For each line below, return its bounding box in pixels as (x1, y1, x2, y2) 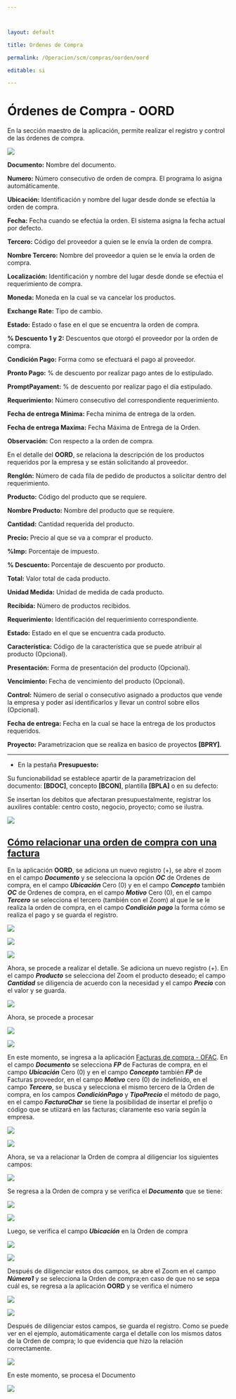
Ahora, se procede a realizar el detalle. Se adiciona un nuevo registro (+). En (7, 964, 228, 972)
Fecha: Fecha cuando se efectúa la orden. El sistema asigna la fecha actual (7, 216, 226, 225)
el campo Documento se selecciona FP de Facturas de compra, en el (7, 1060, 208, 1069)
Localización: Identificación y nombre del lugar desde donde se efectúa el (7, 272, 223, 281)
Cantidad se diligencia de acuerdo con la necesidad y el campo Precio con (7, 979, 226, 987)
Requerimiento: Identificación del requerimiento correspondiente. (7, 616, 199, 624)
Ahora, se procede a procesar (7, 1013, 94, 1021)
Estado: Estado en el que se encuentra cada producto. (7, 629, 166, 637)
